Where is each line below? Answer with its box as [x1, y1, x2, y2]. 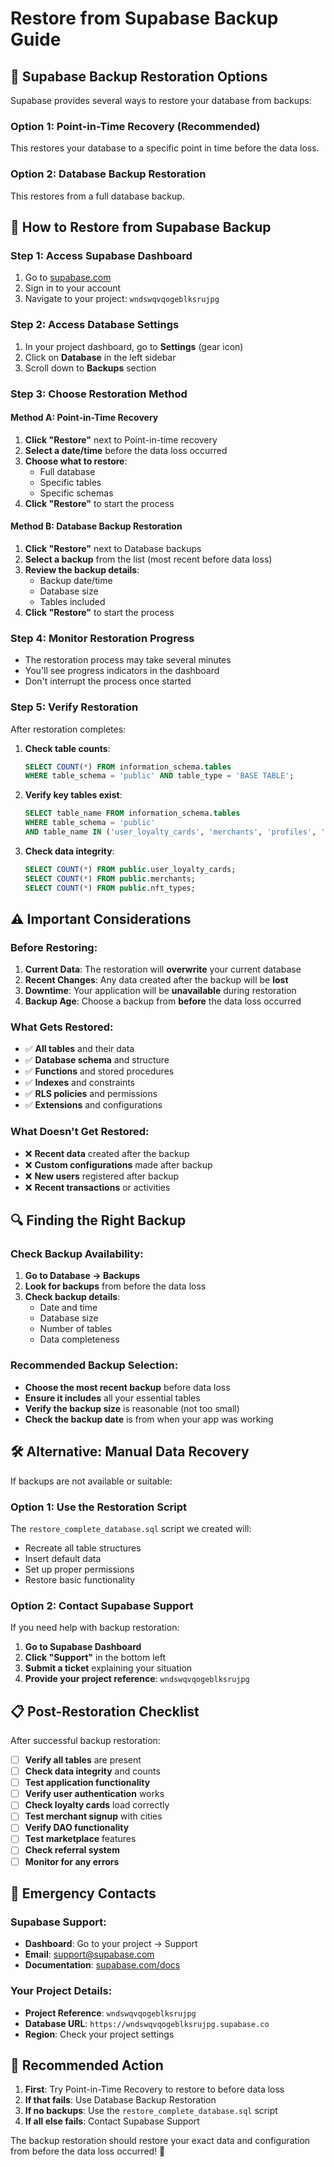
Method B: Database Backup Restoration [10, 520, 183, 532]
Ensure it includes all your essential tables [24, 1392, 201, 1404]
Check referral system [24, 1844, 120, 1856]
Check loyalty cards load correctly [24, 1799, 170, 1811]
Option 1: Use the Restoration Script [10, 1500, 187, 1514]
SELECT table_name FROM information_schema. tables [24, 808, 241, 819]
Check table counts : [24, 742, 111, 754]
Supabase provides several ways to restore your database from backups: [10, 95, 312, 106]
